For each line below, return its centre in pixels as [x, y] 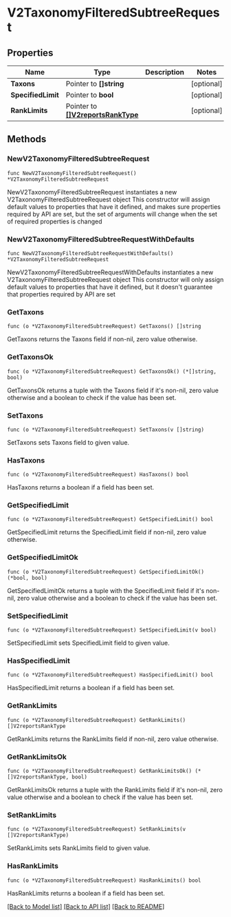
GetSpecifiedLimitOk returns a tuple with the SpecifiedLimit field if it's [106, 590]
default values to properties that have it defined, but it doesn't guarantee [110, 287]
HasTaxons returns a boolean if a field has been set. [81, 487]
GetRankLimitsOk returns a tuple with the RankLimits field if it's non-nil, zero [115, 789]
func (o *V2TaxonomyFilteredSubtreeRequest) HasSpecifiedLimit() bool [110, 675]
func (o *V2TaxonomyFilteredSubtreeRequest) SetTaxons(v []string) [106, 430]
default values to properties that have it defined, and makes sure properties [114, 206]
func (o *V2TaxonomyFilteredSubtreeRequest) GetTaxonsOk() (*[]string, [112, 371]
